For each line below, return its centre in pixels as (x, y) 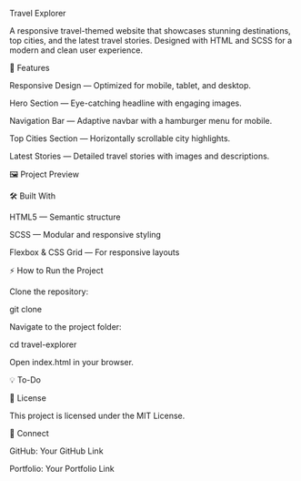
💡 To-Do (25, 380)
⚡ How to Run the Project (56, 271)
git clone (26, 309)
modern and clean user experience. (76, 50)
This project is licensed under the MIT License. (97, 415)
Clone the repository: (49, 292)
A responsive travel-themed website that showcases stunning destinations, (150, 31)
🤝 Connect (30, 433)
